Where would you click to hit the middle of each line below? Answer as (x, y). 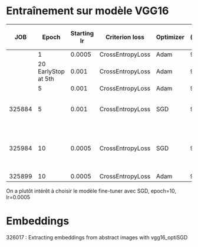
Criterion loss (125, 37)
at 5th (46, 79)
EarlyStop (51, 71)
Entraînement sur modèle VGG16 (88, 11)
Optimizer (170, 37)
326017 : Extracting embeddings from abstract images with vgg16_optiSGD (97, 237)
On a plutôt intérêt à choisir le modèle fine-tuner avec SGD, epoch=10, (91, 191)
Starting (82, 33)
